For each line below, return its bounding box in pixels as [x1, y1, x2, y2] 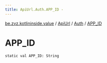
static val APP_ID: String [5, 53, 59, 58]
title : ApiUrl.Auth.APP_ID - [5, 7, 64, 12]
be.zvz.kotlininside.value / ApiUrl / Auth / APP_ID [5, 20, 102, 26]
